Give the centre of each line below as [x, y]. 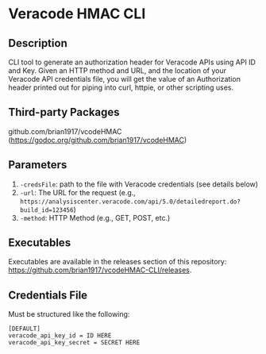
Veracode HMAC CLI [77, 14]
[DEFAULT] [25, 329]
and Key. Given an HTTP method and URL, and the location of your [117, 71]
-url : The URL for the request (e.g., [78, 192]
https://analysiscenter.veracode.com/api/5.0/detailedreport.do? [130, 202]
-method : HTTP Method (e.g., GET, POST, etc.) [95, 217]
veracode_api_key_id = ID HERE [60, 336]
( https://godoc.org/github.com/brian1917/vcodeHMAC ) [98, 140]
